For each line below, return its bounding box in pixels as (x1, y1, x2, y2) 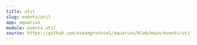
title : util (6, 8, 35, 15)
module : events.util (6, 25, 57, 31)
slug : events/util (6, 14, 51, 20)
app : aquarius (6, 19, 41, 25)
